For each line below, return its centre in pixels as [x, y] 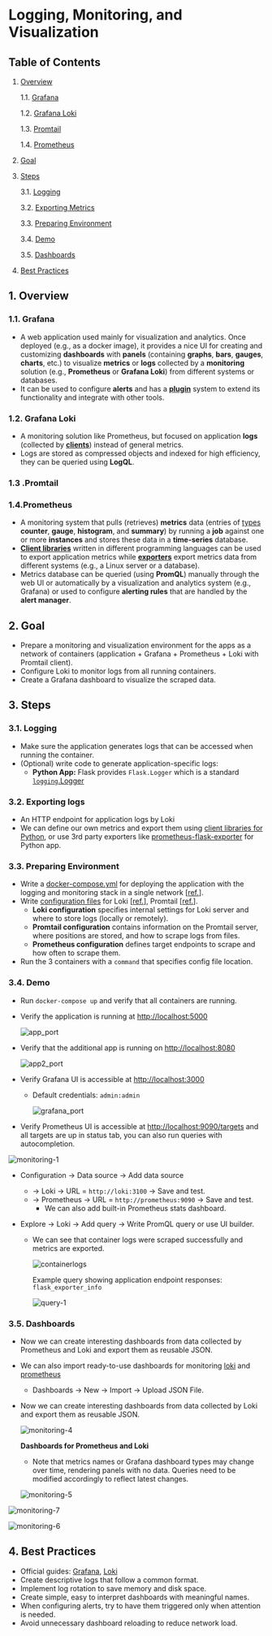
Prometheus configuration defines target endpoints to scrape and [144, 945]
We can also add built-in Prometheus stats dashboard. [135, 1208]
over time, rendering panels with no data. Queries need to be [134, 1470]
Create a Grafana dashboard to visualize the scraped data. [118, 680]
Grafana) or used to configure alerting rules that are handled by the [134, 591]
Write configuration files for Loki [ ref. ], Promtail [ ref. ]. [109, 901]
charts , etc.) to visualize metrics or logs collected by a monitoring [132, 362]
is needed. [38, 1614]
